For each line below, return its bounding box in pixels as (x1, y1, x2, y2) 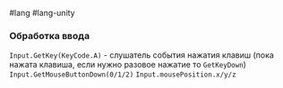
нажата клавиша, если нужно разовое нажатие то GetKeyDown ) (9, 60, 246, 70)
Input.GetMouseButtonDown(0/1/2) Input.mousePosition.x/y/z (9, 70, 236, 79)
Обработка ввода (9, 29, 90, 42)
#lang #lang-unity (9, 8, 75, 18)
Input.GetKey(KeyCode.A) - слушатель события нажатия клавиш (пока (9, 50, 275, 60)
